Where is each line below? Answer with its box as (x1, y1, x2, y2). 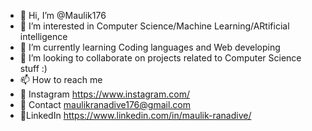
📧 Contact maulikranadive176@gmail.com (19, 99, 192, 110)
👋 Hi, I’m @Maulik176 (19, 10, 107, 21)
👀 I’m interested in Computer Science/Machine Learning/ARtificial (19, 20, 290, 32)
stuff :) (19, 63, 48, 74)
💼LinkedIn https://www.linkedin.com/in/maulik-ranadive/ (19, 110, 252, 121)
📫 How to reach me (19, 74, 103, 85)
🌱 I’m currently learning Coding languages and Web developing (19, 41, 281, 53)
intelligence (19, 31, 68, 42)
